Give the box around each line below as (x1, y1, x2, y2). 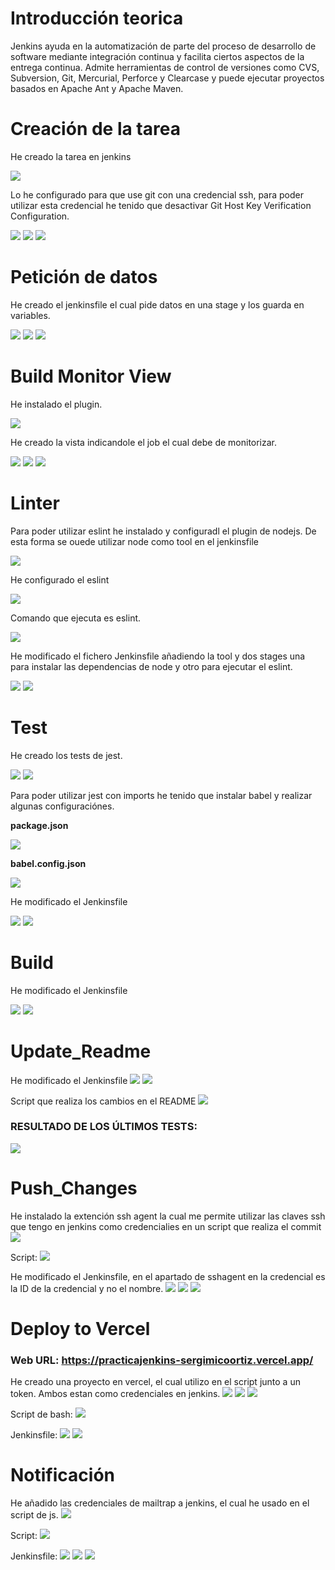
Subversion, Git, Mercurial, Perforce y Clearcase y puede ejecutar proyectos (10, 72, 325, 84)
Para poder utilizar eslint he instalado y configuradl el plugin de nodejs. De (10, 525, 317, 537)
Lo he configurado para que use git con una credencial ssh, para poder (10, 188, 304, 201)
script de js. (10, 1509, 59, 1521)
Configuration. (10, 210, 70, 222)
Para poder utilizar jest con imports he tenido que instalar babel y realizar (10, 789, 313, 801)
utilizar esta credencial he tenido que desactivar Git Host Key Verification (10, 199, 312, 211)
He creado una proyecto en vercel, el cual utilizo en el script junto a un (10, 1376, 301, 1388)
